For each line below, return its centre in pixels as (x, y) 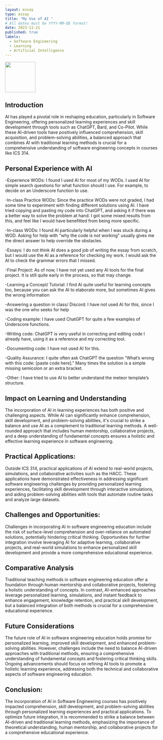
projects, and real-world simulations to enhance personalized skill (71, 547)
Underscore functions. (27, 324)
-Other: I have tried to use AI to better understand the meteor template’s (77, 378)
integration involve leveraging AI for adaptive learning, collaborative (73, 542)
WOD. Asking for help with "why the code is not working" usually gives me (80, 235)
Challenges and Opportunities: (53, 515)
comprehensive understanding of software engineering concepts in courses (81, 148)
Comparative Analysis (39, 568)
